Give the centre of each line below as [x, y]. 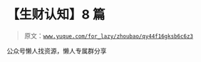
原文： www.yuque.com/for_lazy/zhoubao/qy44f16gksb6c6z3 [109, 36]
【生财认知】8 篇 [56, 15]
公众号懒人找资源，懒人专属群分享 [57, 51]
